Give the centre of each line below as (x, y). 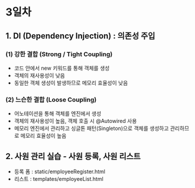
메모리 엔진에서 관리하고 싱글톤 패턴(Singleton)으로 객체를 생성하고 (91, 128)
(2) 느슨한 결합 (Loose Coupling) (51, 99)
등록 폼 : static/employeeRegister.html (60, 171)
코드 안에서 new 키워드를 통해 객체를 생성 (62, 68)
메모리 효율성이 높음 (43, 136)
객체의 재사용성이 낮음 (40, 75)
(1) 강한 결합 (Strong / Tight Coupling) (59, 54)
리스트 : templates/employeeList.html (59, 179)
